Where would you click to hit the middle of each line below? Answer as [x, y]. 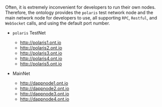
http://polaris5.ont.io [41, 64]
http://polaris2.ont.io [41, 48]
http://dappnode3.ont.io [44, 94]
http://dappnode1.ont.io [44, 83]
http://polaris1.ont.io [40, 42]
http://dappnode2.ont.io [44, 88]
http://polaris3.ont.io [41, 53]
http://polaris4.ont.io [41, 58]
